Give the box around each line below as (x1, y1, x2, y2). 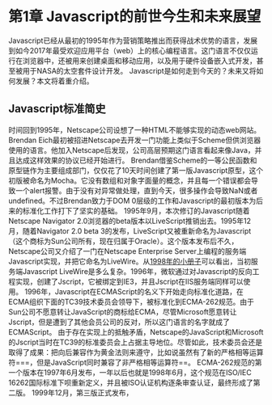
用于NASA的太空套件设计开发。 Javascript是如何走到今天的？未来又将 (22, 65, 257, 75)
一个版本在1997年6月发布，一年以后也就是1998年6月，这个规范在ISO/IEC (8, 367, 253, 377)
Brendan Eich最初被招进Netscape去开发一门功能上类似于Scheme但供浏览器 (8, 135, 261, 145)
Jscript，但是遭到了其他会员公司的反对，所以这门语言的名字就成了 (8, 317, 231, 327)
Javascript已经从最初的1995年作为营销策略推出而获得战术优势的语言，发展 (8, 36, 258, 45)
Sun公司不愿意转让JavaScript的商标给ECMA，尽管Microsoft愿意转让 (8, 306, 237, 316)
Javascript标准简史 (8, 102, 107, 116)
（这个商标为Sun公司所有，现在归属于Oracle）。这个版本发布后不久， (8, 236, 239, 246)
